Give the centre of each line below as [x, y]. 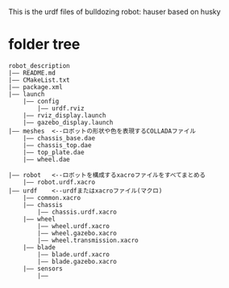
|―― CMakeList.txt [39, 80]
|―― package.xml [35, 87]
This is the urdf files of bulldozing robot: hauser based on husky [114, 12]
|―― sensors [43, 269]
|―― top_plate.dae [54, 152]
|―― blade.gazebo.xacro [77, 261]
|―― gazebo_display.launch [68, 122]
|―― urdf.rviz [61, 108]
